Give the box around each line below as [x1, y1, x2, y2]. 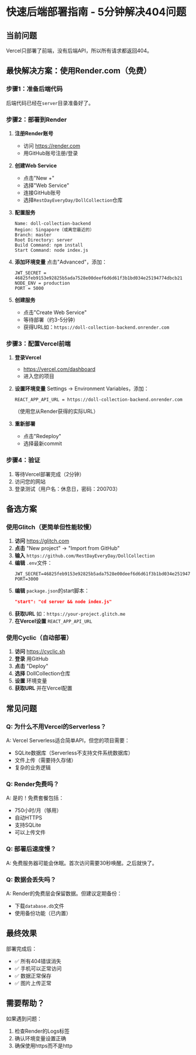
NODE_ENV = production [14, 280, 70, 286]
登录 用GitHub [14, 655, 49, 663]
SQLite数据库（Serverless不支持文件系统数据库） [14, 749, 133, 756]
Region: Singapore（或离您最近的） [14, 227, 95, 233]
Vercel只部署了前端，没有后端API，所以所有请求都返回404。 [6, 47, 152, 54]
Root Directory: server [14, 237, 73, 243]
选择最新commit [23, 440, 63, 447]
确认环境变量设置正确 [14, 1034, 66, 1042]
